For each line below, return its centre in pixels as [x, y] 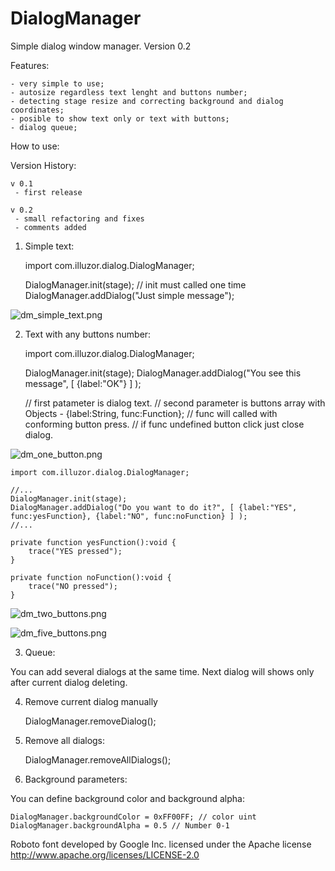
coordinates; [37, 110]
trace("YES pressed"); [75, 551]
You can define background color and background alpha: [127, 798]
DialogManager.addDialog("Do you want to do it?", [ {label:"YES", [154, 507]
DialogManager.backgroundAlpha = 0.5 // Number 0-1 [120, 825]
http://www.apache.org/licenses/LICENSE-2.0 [105, 854]
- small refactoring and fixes [79, 218]
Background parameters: [76, 779]
